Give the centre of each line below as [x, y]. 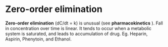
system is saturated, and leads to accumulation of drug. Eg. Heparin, [76, 33]
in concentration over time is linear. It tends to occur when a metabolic [78, 28]
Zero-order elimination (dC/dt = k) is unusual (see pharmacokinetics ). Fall [84, 23]
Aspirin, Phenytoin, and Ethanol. [38, 39]
